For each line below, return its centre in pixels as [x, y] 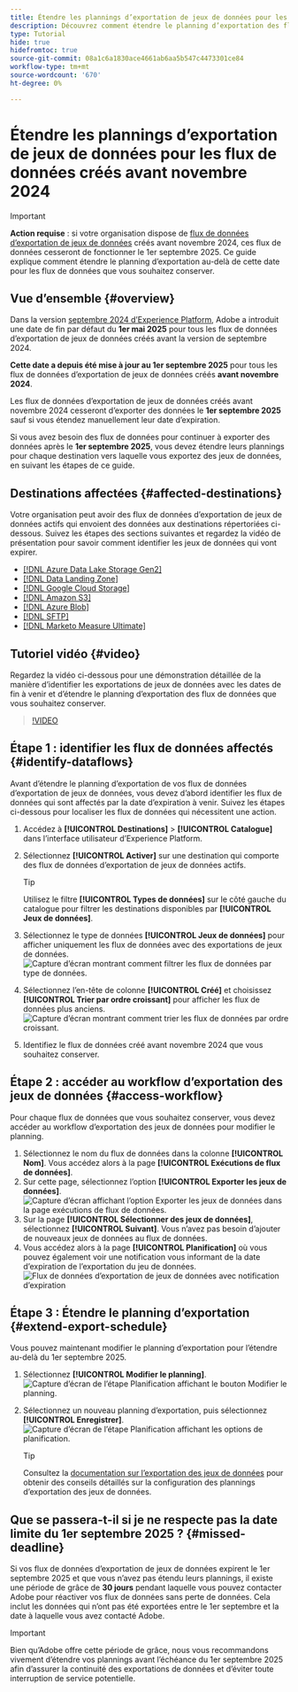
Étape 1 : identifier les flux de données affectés [141, 748]
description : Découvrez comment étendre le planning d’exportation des [145, 26]
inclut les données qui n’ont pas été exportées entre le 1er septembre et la [145, 1607]
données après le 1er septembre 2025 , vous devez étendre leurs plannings [148, 446]
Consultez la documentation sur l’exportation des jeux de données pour [153, 1473]
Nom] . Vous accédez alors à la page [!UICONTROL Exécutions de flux [152, 1162]
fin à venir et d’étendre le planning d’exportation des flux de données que [143, 694]
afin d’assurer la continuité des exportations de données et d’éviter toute [142, 1669]
